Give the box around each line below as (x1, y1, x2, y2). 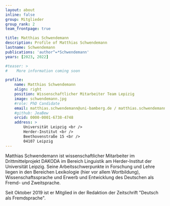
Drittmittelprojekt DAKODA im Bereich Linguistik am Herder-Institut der (5, 158, 152, 164)
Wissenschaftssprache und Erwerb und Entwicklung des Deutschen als (5, 174, 154, 180)
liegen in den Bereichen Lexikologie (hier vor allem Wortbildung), (5, 168, 140, 175)
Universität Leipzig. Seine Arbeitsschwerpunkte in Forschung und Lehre (5, 163, 155, 169)
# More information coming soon (5, 68, 80, 74)
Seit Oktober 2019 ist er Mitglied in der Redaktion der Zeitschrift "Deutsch (5, 189, 158, 195)
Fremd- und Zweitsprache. (5, 180, 61, 186)
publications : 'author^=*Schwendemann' (5, 49, 90, 55)
